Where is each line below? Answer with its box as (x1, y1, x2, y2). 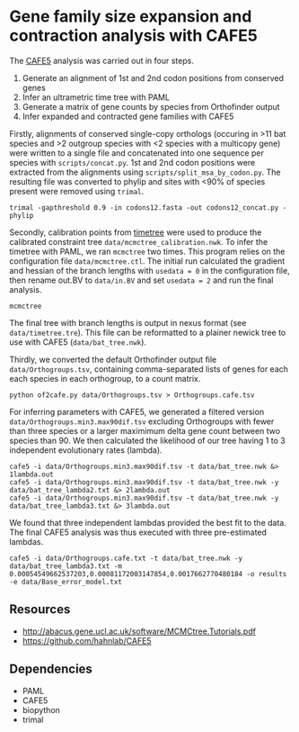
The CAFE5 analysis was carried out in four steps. (9, 55, 195, 66)
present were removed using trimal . (9, 185, 145, 196)
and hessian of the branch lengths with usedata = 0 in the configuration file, (9, 265, 290, 276)
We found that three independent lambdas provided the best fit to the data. (9, 517, 287, 528)
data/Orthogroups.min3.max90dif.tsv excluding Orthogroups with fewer (9, 416, 275, 427)
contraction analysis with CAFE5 (9, 25, 258, 46)
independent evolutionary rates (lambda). (9, 444, 163, 456)
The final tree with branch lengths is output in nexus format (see (9, 317, 247, 328)
